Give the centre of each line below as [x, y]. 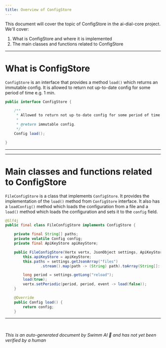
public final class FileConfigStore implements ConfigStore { [70, 225]
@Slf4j [12, 220]
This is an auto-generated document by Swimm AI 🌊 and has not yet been [81, 335]
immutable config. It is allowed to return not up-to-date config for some [78, 87]
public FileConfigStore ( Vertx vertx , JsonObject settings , [76, 252]
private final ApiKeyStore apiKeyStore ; [56, 243]
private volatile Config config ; [48, 239]
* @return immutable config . [46, 125]
